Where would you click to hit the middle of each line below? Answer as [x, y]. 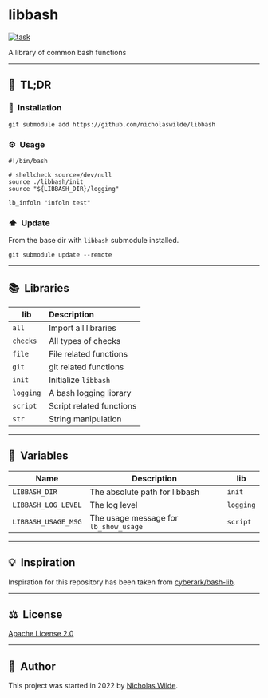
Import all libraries [83, 328]
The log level [114, 505]
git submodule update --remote [60, 255]
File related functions [89, 354]
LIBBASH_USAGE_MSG [47, 522]
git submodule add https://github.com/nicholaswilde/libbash [112, 124]
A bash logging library [90, 393]
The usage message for [134, 517]
